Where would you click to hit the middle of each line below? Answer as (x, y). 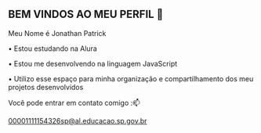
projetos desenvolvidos (46, 87)
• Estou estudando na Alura (53, 49)
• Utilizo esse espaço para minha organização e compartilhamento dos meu (131, 78)
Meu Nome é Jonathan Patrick (57, 33)
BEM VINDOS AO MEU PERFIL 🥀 (86, 14)
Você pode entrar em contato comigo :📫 (74, 102)
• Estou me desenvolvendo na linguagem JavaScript (93, 63)
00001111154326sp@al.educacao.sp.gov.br (78, 120)
